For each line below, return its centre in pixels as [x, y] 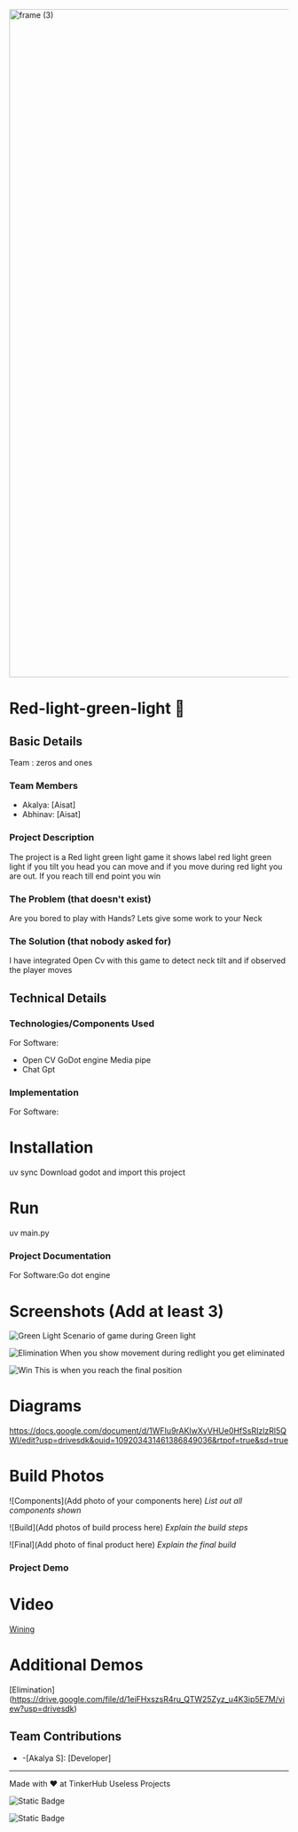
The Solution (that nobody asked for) [90, 941]
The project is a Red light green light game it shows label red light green [141, 856]
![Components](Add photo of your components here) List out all [125, 1501]
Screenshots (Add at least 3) [117, 1311]
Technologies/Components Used [82, 1024]
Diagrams [46, 1406]
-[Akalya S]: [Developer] [67, 1758]
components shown [45, 1510]
